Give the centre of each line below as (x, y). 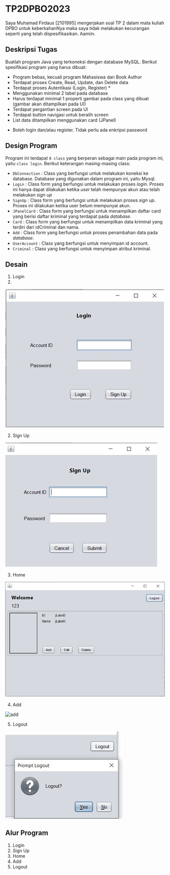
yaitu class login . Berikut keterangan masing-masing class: (68, 163)
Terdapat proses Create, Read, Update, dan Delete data (70, 82)
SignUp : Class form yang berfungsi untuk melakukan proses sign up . (84, 200)
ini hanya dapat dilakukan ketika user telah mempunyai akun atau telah (86, 189)
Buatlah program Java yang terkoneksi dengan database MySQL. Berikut (81, 62)
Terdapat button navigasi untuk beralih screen (60, 115)
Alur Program (27, 833)
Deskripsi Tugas (31, 49)
